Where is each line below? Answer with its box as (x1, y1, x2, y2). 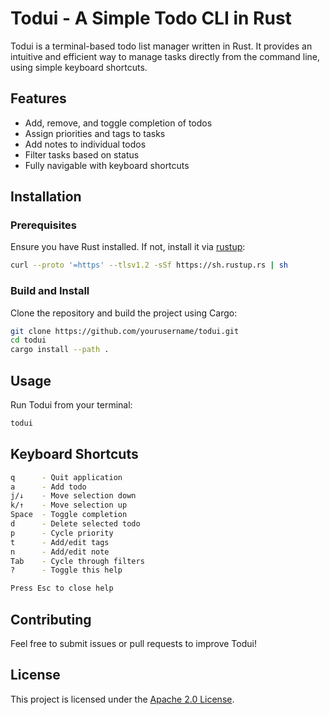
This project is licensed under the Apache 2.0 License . (10, 693, 235, 705)
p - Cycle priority (10, 528, 114, 538)
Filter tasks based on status (24, 148, 140, 161)
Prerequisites (10, 218, 77, 232)
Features (10, 90, 67, 107)
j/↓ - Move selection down (10, 491, 137, 501)
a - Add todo (10, 482, 87, 492)
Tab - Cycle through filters (10, 556, 145, 566)
